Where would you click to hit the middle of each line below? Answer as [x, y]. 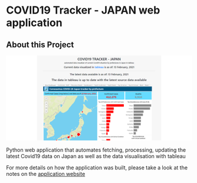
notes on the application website [46, 174]
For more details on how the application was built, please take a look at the [97, 168]
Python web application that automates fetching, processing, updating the [96, 150]
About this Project [40, 45]
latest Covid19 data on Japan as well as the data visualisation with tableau [96, 156]
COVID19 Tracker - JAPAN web [83, 10]
